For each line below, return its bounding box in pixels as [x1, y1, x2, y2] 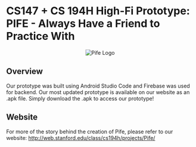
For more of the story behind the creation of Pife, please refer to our [6, 128, 173, 135]
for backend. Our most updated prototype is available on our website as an [6, 88, 190, 96]
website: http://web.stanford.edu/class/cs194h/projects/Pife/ [6, 134, 155, 141]
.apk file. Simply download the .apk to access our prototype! [6, 95, 154, 102]
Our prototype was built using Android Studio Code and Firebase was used [6, 82, 191, 89]
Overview [6, 67, 43, 77]
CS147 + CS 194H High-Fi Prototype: [6, 4, 190, 18]
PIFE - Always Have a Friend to [6, 17, 160, 30]
